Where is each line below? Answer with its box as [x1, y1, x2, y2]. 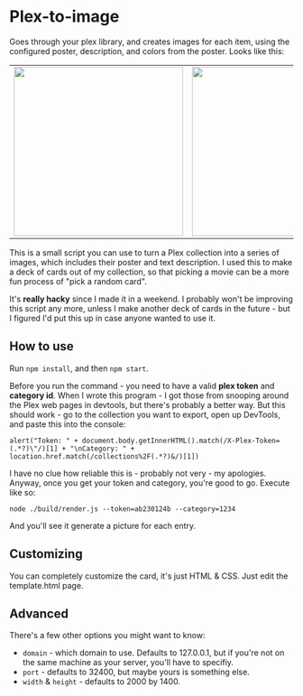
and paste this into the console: [9, 418, 126, 430]
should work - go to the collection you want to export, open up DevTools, [9, 409, 281, 420]
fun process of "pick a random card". [9, 275, 147, 286]
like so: [9, 487, 36, 497]
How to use [9, 339, 74, 354]
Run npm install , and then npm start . [9, 363, 149, 374]
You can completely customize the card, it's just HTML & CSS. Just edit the [9, 571, 289, 581]
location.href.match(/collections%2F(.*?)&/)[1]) [9, 451, 200, 461]
